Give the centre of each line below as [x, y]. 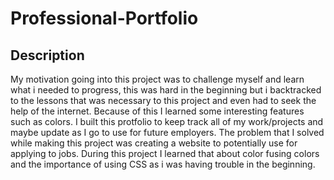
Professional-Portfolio [104, 18]
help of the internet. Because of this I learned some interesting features [157, 111]
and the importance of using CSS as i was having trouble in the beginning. [163, 164]
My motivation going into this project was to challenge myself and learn [157, 79]
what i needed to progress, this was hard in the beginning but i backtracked [166, 90]
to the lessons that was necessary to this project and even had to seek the [163, 100]
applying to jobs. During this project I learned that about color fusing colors [165, 153]
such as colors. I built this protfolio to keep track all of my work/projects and [167, 121]
